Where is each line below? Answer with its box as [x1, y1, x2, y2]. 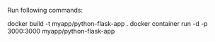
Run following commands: [7, 6, 83, 14]
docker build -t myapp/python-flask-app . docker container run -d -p [7, 20, 208, 27]
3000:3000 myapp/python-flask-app [7, 27, 115, 35]
